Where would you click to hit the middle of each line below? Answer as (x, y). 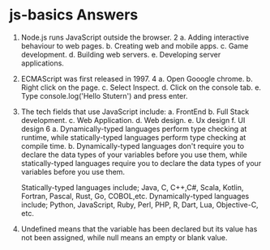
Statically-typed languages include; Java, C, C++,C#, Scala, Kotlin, (132, 187)
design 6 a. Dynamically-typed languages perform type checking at (134, 129)
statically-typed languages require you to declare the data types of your (141, 163)
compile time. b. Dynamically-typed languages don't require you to (133, 146)
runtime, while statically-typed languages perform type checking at (133, 137)
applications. (42, 63)
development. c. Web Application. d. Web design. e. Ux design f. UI (133, 120)
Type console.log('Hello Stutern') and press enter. (104, 95)
